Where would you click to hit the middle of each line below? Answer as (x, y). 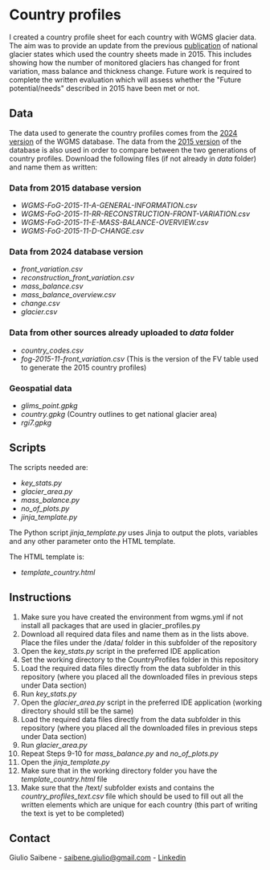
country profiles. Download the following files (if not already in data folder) (133, 158)
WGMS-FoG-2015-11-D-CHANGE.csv (82, 231)
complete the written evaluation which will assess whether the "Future (125, 80)
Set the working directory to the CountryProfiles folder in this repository (140, 660)
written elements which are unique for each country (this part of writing (139, 804)
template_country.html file (64, 779)
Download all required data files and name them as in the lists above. (135, 634)
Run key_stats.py (49, 693)
